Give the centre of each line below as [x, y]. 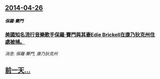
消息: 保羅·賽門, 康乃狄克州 [31, 53]
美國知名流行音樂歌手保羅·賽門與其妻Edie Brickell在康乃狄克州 [78, 35]
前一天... [18, 71]
